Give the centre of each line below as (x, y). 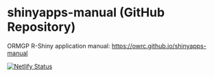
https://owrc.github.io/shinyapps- (159, 46)
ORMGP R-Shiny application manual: (59, 46)
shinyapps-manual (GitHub (86, 13)
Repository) (41, 27)
